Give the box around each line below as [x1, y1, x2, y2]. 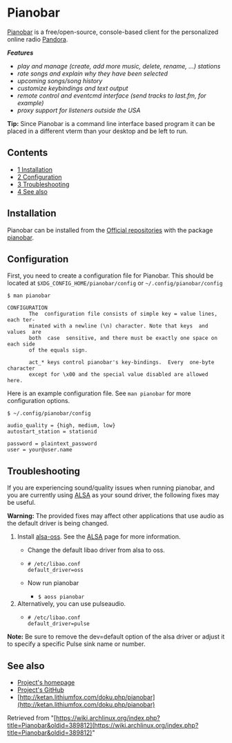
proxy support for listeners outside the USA [17, 106, 141, 114]
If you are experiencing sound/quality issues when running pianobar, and [7, 483, 215, 492]
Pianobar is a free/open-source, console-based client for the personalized [7, 28, 219, 36]
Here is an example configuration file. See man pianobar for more [7, 389, 191, 397]
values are [7, 329, 41, 336]
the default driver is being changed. [7, 519, 109, 528]
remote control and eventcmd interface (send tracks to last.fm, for [17, 91, 206, 100]
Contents [7, 147, 48, 159]
